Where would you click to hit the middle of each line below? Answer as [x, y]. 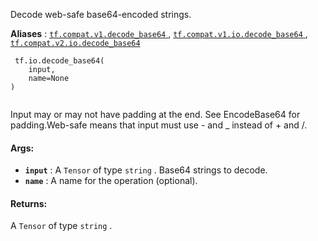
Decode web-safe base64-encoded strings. [101, 14]
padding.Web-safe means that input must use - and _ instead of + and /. [159, 125]
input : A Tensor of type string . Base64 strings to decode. [146, 170]
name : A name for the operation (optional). [111, 181]
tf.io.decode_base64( [59, 61]
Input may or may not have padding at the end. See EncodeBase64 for [155, 114]
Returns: [29, 203]
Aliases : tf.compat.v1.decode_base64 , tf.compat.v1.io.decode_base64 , [159, 33]
